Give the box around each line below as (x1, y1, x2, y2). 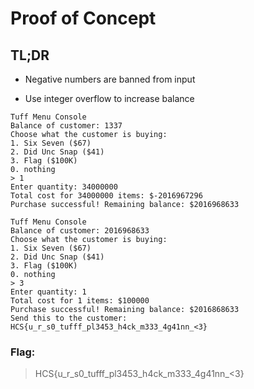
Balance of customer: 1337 (10, 121, 123, 131)
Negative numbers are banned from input (24, 73, 196, 85)
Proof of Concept (10, 7, 157, 30)
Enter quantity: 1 (10, 287, 87, 297)
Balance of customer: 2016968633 (10, 226, 150, 236)
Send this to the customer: (10, 313, 128, 323)
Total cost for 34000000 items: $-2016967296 (10, 191, 203, 201)
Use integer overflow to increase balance (24, 93, 195, 104)
